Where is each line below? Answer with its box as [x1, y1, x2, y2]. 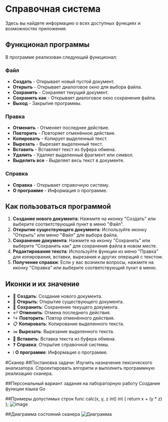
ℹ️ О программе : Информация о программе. [12, 349, 108, 355]
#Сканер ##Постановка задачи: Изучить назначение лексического [5, 359, 152, 366]
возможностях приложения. [5, 25, 67, 31]
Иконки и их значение [5, 279, 80, 288]
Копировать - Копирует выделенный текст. [12, 135, 108, 142]
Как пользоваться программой [5, 202, 111, 211]
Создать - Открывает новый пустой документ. [12, 78, 115, 85]
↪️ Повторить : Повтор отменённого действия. [12, 315, 115, 321]
